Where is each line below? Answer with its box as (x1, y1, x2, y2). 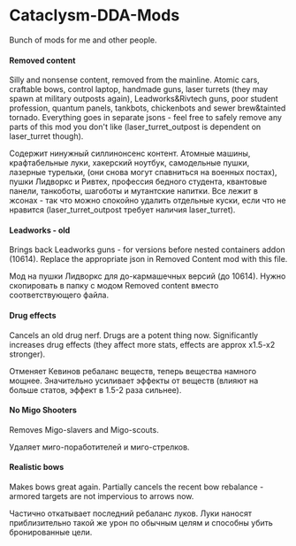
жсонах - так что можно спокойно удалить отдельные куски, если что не (9, 196, 286, 206)
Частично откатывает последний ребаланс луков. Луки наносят (9, 508, 252, 519)
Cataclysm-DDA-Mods (9, 5, 180, 26)
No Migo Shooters (9, 404, 78, 416)
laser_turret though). (9, 131, 84, 142)
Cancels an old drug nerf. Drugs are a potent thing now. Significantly (9, 329, 259, 341)
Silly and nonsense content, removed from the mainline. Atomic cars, (9, 74, 261, 85)
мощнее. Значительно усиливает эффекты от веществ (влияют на (9, 375, 259, 386)
